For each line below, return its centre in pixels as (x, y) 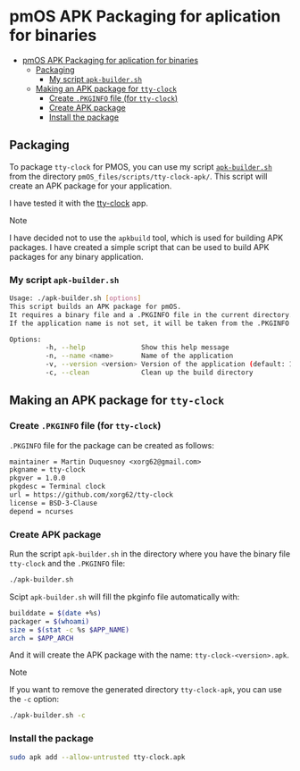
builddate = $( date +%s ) (55, 613)
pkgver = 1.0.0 (37, 478)
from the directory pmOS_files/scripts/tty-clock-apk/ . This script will (138, 176)
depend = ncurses (42, 511)
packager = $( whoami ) (50, 621)
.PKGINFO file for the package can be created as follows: (112, 445)
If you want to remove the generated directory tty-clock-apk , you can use (146, 690)
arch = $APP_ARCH (42, 638)
